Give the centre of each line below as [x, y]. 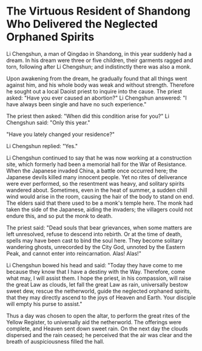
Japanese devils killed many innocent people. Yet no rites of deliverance [97, 177]
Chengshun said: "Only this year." [48, 122]
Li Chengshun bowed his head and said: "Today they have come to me [95, 265]
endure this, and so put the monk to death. [59, 216]
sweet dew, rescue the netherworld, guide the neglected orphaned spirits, [99, 291]
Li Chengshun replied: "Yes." [42, 146]
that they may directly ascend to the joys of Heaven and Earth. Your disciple [101, 297]
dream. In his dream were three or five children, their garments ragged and [100, 60]
